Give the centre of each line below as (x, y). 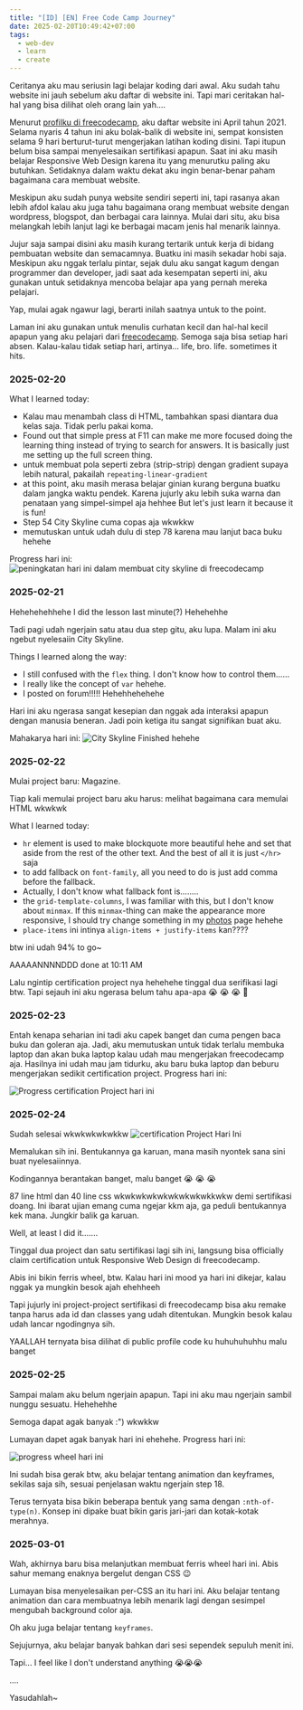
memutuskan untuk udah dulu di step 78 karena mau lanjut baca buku (152, 532)
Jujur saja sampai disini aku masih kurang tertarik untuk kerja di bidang (142, 244)
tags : (19, 34)
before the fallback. (59, 881)
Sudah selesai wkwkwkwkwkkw (69, 1134)
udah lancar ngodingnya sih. (62, 1324)
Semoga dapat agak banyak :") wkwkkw (85, 1421)
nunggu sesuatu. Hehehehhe (63, 1404)
